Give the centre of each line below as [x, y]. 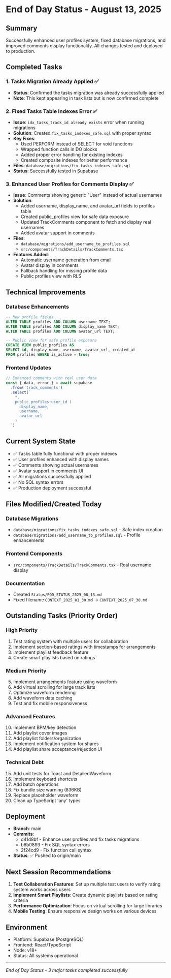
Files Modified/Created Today [54, 504]
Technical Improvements [46, 292]
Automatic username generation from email [66, 260]
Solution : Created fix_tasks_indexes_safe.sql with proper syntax [82, 133]
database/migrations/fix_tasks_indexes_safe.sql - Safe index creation [88, 530]
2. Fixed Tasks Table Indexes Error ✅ [52, 111]
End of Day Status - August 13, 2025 [84, 9]
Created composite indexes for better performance [74, 160]
